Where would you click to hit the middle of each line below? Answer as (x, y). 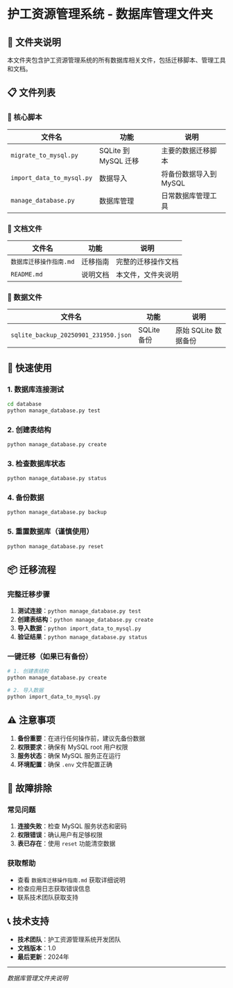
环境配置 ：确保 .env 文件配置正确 (65, 764)
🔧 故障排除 (29, 788)
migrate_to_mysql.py (44, 155)
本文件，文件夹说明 (147, 274)
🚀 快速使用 (29, 368)
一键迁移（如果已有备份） (50, 657)
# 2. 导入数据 (25, 691)
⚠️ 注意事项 (31, 720)
